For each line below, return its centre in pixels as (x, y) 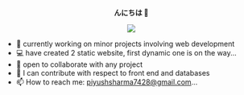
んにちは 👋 (131, 12)
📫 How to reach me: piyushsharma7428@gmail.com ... (107, 82)
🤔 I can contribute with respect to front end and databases (113, 73)
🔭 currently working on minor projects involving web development (125, 44)
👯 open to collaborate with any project (79, 64)
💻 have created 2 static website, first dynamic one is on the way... (126, 53)
